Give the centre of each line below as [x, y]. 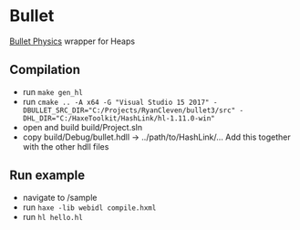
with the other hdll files [66, 146]
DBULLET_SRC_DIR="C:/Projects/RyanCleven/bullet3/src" [129, 110]
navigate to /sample [60, 197]
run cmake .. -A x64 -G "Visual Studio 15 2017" [116, 101]
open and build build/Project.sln [83, 127]
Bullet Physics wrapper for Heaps [72, 41]
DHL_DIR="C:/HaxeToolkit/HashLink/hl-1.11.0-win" [119, 118]
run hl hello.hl [53, 216]
